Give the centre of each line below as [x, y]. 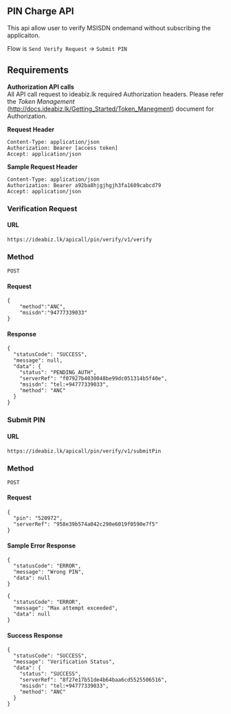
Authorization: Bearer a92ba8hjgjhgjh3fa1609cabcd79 [84, 185]
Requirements [38, 71]
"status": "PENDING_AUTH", [58, 373]
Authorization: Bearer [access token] [63, 148]
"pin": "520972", [38, 519]
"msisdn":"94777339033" [54, 313]
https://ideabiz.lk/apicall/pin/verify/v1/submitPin [84, 451]
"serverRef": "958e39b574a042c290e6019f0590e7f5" [86, 524]
